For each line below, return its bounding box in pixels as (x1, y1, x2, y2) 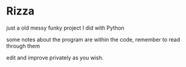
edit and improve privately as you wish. (6, 54, 104, 61)
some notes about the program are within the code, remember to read (6, 36, 180, 43)
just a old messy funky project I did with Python (6, 24, 125, 31)
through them (6, 42, 40, 49)
